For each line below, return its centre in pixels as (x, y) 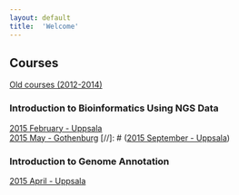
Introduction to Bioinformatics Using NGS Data (115, 108)
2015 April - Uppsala (48, 180)
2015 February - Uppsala (56, 128)
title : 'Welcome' (44, 26)
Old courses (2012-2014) (56, 85)
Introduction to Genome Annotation (90, 161)
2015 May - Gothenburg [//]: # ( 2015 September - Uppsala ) (119, 138)
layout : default (40, 18)
